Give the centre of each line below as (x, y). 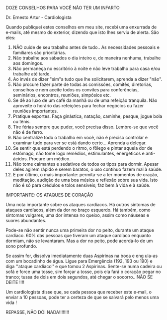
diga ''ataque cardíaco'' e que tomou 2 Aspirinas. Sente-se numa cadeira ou (84, 266)
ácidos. (20, 159)
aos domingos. (28, 63)
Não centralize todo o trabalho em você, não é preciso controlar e (80, 138)
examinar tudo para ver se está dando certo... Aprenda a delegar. (80, 143)
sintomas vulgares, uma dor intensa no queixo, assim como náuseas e (78, 215)
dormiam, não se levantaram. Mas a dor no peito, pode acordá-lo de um (79, 241)
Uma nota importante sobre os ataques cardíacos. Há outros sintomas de (81, 204)
